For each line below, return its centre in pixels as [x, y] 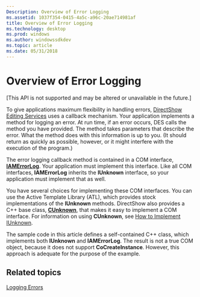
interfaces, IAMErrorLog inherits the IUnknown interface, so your [88, 172]
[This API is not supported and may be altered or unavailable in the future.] [99, 98]
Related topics [34, 273]
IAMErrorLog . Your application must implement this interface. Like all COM [99, 166]
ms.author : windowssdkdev [39, 40]
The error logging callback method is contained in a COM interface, [90, 159]
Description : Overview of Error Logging [58, 12]
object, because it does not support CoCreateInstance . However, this [93, 247]
